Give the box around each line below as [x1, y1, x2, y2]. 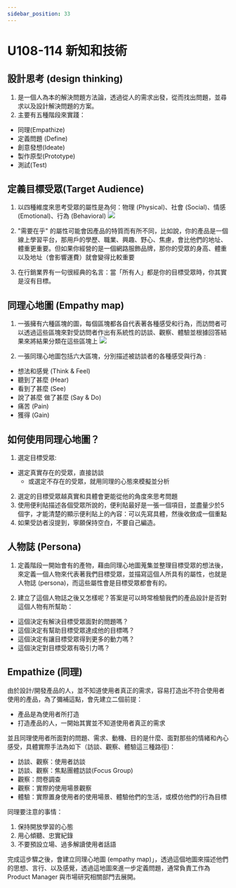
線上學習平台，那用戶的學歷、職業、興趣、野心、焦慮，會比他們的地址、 [17, 236, 227, 244]
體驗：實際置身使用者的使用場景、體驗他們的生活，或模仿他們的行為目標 [17, 792, 227, 801]
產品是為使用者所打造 [17, 709, 79, 718]
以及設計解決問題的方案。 [23, 101, 98, 110]
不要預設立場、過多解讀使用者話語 [17, 839, 117, 848]
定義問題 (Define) [17, 134, 68, 143]
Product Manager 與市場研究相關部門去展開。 [7, 873, 140, 881]
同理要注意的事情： [7, 807, 63, 816]
